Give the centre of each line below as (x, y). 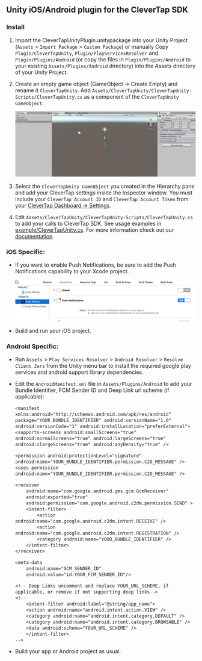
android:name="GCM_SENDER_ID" (64, 569)
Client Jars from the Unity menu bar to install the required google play (103, 366)
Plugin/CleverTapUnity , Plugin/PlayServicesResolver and (87, 53)
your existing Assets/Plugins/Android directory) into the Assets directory (105, 66)
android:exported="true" (57, 497)
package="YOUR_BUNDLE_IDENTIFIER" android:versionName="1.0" (93, 421)
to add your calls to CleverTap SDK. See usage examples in (88, 224)
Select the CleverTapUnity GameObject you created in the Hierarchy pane (105, 187)
